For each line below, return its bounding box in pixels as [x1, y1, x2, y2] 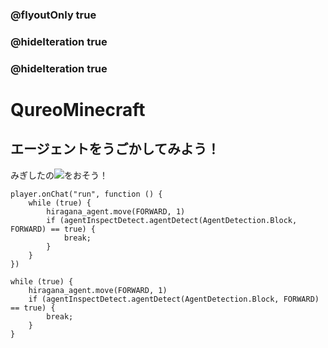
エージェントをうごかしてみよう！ [10, 141, 220, 158]
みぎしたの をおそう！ [10, 169, 108, 181]
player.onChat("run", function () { [10, 189, 163, 199]
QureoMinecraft [10, 98, 146, 121]
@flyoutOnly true [10, 8, 97, 22]
